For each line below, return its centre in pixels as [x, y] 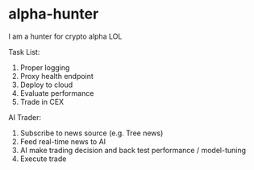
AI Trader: [25, 117]
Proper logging [45, 67]
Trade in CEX [42, 102]
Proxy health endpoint [57, 76]
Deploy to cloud [46, 85]
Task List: [24, 52]
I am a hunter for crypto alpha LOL [65, 36]
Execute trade [43, 159]
